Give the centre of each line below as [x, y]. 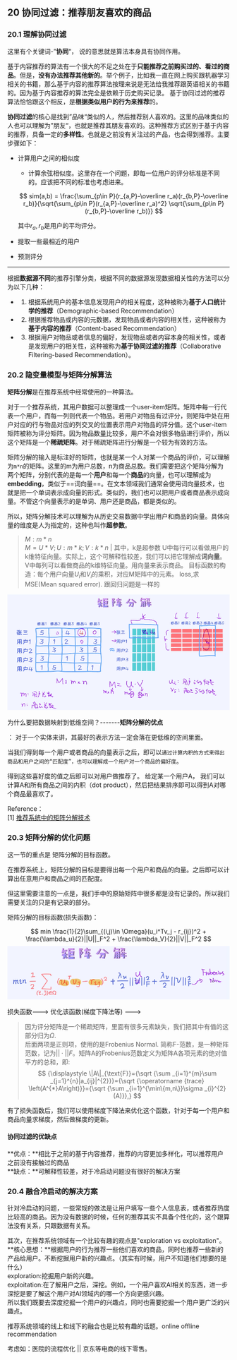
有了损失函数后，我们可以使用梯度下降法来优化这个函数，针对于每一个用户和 [119, 1110]
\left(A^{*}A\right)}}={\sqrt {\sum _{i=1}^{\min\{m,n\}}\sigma [115, 1088]
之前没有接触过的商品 [38, 1162]
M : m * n [38, 539]
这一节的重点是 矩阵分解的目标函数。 [61, 854]
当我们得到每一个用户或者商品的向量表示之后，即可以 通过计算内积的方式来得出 [116, 752]
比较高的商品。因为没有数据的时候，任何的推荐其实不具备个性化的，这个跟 [115, 1217]
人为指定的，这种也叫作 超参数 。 [84, 525]
